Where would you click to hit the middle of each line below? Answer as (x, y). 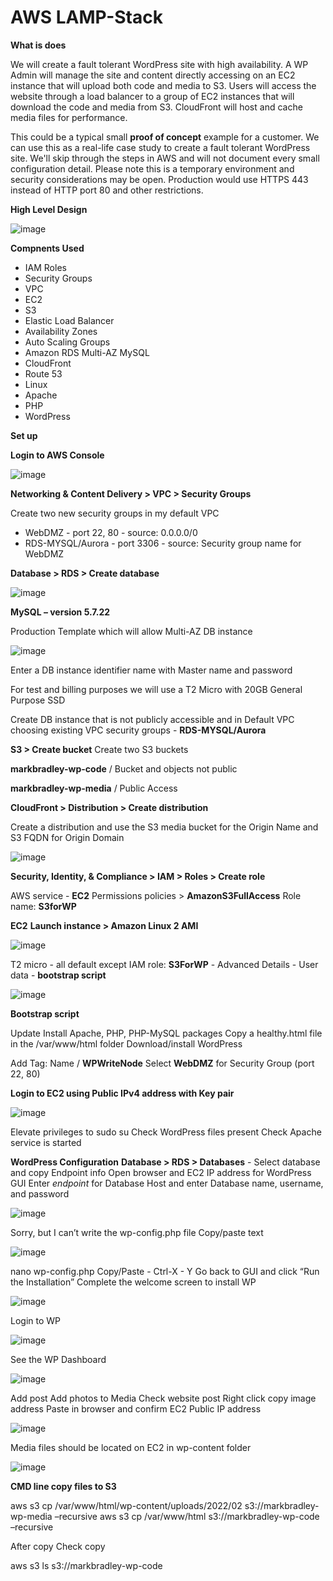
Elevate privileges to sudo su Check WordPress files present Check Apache (166, 1132)
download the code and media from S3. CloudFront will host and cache (156, 107)
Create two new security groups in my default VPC (115, 513)
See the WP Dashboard (58, 1359)
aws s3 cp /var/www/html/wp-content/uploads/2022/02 (126, 1505)
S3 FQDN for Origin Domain (67, 837)
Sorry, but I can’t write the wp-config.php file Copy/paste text (137, 1232)
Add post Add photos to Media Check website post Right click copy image (163, 1398)
